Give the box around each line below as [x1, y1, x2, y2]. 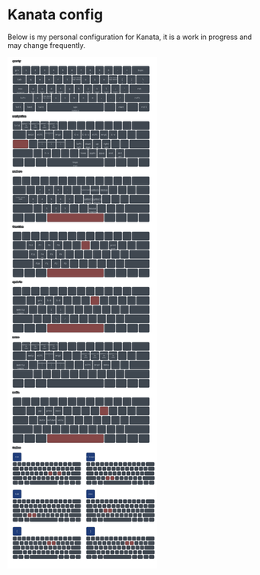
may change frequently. [7, 40, 85, 50]
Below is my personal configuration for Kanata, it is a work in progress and [7, 32, 253, 42]
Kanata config [7, 6, 104, 24]
